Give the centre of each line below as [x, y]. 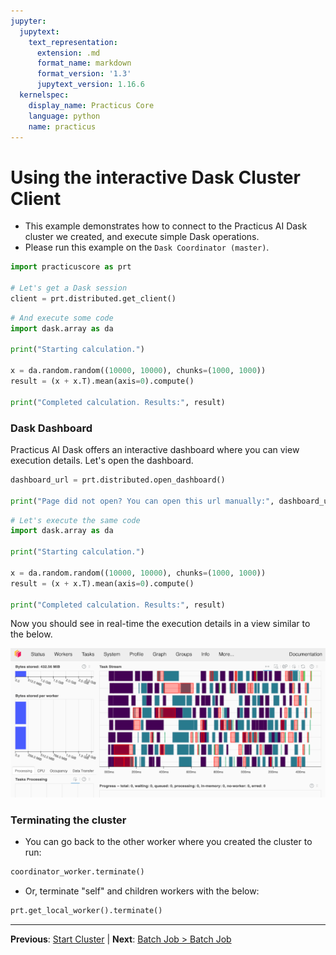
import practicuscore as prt [71, 267]
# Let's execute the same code [75, 520]
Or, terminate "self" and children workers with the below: [142, 891]
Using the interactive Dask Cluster [155, 177]
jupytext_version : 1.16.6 [90, 85]
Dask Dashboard [51, 428]
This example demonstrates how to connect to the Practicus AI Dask [166, 226]
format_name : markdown [84, 63]
